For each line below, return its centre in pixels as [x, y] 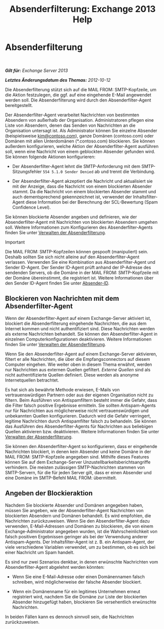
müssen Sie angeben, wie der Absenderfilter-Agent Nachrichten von [74, 510]
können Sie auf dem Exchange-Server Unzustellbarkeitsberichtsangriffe [78, 462]
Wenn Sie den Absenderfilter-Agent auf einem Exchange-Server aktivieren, [81, 354]
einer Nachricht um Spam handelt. [40, 552]
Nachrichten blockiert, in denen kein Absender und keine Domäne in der [78, 452]
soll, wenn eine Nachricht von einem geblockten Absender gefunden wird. [80, 151]
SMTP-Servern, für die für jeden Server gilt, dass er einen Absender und [78, 472]
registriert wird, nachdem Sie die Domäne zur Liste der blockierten [80, 596]
